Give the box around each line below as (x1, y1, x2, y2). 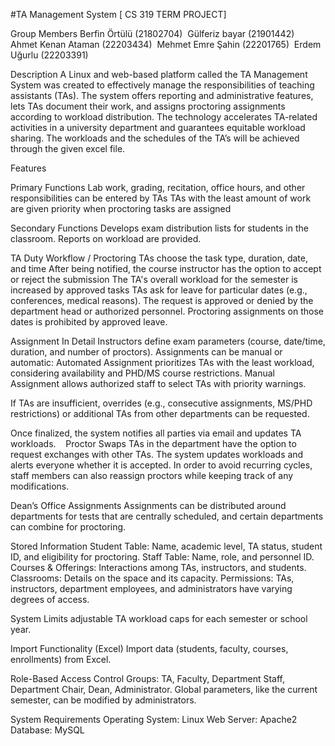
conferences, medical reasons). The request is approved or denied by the (10, 295, 314, 306)
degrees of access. (10, 594, 90, 605)
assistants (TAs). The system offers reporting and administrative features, (10, 90, 314, 101)
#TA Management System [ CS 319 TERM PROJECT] (10, 9, 227, 20)
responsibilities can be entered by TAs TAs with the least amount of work (10, 192, 312, 204)
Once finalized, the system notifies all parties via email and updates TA (10, 427, 302, 439)
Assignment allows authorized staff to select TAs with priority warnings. (10, 378, 307, 389)
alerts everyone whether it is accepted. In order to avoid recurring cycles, (10, 459, 313, 471)
